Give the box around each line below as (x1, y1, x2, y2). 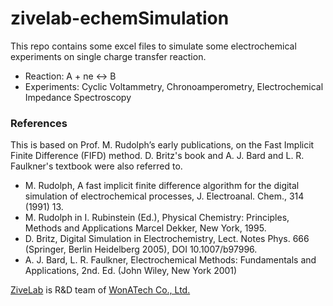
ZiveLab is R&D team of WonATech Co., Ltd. (10, 284, 191, 296)
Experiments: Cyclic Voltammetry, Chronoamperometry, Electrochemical (24, 80, 324, 92)
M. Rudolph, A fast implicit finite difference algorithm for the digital (24, 180, 300, 192)
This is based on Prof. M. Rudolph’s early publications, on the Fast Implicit (10, 139, 315, 151)
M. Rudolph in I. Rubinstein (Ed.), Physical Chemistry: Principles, (24, 212, 290, 224)
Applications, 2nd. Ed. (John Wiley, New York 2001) (24, 265, 238, 277)
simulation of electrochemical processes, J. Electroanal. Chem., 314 (24, 190, 305, 202)
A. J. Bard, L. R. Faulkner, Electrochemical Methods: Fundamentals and (24, 254, 317, 266)
